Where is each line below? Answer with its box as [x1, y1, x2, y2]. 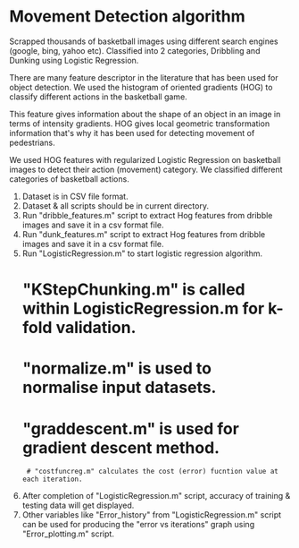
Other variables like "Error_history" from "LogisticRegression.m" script [21, 509, 282, 520]
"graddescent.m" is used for [21, 418, 239, 439]
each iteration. [21, 475, 83, 484]
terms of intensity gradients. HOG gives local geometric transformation [9, 118, 270, 129]
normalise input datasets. [21, 378, 217, 398]
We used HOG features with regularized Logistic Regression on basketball [9, 154, 281, 165]
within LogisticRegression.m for [21, 298, 265, 319]
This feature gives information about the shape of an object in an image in [9, 108, 281, 119]
